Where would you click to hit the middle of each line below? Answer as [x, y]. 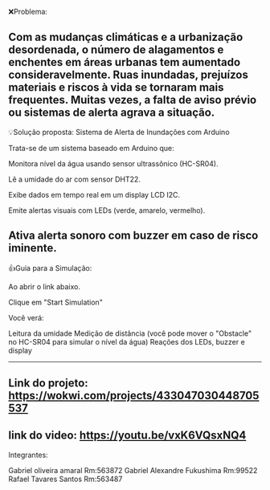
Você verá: [26, 317]
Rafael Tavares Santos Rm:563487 [65, 479]
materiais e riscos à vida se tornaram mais [116, 88]
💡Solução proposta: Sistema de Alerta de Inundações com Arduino [119, 132]
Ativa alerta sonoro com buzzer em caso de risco [133, 236]
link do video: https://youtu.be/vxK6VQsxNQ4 [127, 436]
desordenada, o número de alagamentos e [116, 50]
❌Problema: [28, 12]
